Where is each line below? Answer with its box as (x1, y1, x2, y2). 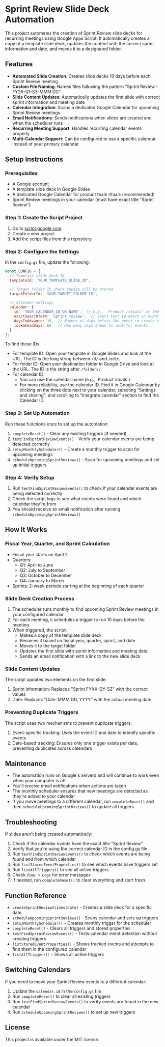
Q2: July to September (19, 567, 65, 573)
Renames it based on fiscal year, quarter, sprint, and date (19, 637, 136, 643)
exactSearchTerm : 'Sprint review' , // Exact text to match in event (14, 314, 160, 319)
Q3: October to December (19, 572, 72, 578)
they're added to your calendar (12, 793, 75, 799)
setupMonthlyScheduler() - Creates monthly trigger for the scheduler (12, 920, 151, 926)
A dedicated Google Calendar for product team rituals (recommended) (12, 192, 155, 198)
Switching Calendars (5, 965, 70, 974)
